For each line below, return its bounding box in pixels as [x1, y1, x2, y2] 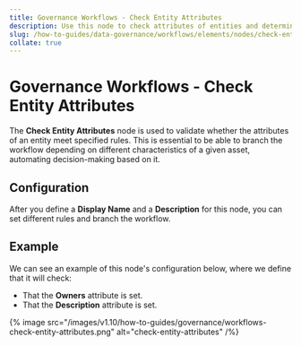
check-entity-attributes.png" [9, 326, 115, 337]
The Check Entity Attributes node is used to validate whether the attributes [9, 125, 289, 136]
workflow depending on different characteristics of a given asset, [9, 144, 251, 155]
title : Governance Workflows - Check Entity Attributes [9, 13, 222, 22]
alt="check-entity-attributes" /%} [116, 326, 239, 337]
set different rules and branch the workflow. [9, 213, 171, 224]
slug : [9, 30, 30, 39]
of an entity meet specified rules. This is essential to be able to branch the [9, 135, 283, 146]
